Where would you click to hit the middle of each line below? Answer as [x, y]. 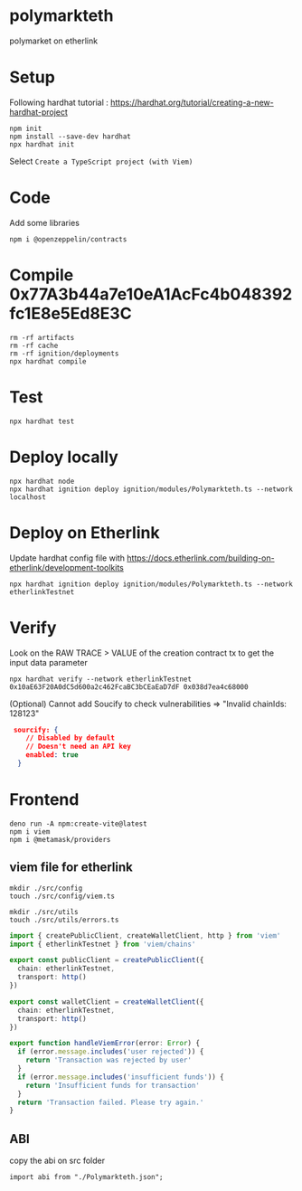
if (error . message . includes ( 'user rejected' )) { [111, 1052]
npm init [26, 128]
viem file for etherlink [71, 868]
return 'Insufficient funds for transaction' [113, 1085]
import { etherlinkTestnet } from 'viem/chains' [103, 944]
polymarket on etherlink [53, 41]
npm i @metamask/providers [60, 839]
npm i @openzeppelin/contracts [68, 239]
